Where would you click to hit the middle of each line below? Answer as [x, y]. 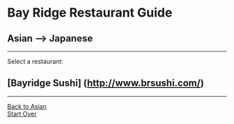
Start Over [22, 114]
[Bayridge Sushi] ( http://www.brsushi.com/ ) [106, 83]
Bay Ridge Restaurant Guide [90, 13]
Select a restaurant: [36, 61]
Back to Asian [27, 106]
